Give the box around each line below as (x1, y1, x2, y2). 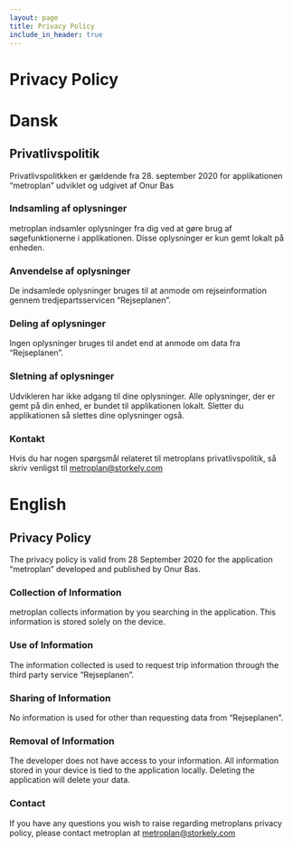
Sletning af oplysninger (9, 370, 115, 382)
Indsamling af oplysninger (9, 202, 128, 215)
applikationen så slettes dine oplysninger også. (9, 409, 185, 420)
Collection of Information (9, 586, 122, 598)
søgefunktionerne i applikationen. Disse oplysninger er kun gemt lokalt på (9, 232, 285, 243)
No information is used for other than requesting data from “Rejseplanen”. (9, 711, 284, 723)
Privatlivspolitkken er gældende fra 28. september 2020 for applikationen (9, 170, 283, 181)
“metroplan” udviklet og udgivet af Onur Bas (9, 180, 175, 191)
